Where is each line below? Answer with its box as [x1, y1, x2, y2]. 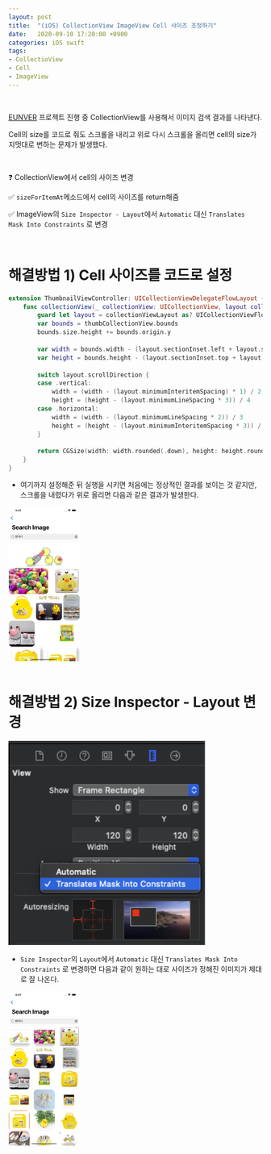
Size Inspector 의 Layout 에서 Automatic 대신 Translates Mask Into [19, 954, 238, 964]
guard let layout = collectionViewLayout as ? [37, 311, 194, 319]
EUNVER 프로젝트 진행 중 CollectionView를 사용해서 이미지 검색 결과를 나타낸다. [8, 112, 262, 122]
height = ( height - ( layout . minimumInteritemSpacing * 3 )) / [51, 422, 262, 430]
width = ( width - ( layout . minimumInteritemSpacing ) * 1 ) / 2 [51, 388, 262, 396]
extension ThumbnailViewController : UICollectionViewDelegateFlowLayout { [8, 294, 265, 302]
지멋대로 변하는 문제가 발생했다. [8, 140, 108, 149]
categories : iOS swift [8, 39, 85, 47]
